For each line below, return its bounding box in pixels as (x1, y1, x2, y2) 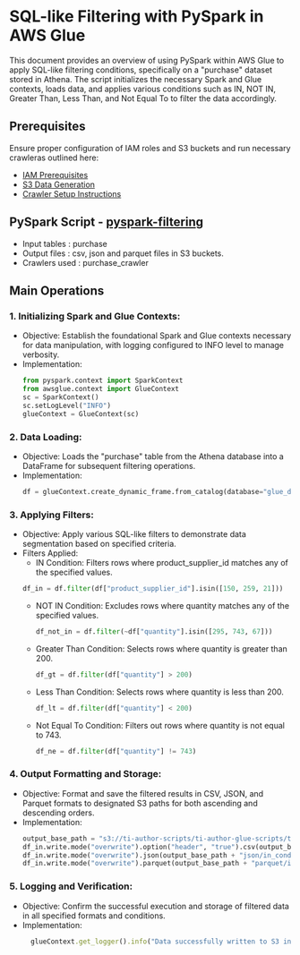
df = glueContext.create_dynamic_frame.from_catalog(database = (21, 487, 264, 496)
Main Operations (9, 283, 105, 298)
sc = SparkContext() (21, 393, 99, 402)
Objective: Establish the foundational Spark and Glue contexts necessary (21, 330, 292, 341)
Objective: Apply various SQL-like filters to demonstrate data (21, 529, 246, 540)
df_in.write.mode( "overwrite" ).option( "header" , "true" (21, 842, 236, 851)
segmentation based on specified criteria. (21, 539, 176, 550)
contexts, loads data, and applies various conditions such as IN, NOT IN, (9, 83, 276, 94)
